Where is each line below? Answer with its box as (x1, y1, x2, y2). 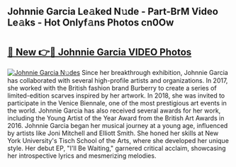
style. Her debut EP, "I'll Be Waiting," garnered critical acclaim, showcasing (7, 144, 226, 152)
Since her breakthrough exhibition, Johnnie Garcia (81, 69, 228, 76)
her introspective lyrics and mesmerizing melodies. (7, 151, 157, 160)
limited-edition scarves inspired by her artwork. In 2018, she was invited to (7, 91, 225, 100)
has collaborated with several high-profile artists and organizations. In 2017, (7, 76, 228, 84)
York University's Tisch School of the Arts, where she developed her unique (7, 137, 229, 144)
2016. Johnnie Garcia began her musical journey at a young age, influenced (7, 122, 228, 129)
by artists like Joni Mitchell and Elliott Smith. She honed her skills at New (7, 129, 219, 137)
